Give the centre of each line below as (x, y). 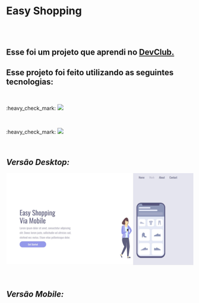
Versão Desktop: (38, 162)
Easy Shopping (44, 11)
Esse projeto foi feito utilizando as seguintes (90, 72)
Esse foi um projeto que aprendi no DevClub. (90, 52)
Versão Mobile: (35, 294)
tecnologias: (30, 82)
